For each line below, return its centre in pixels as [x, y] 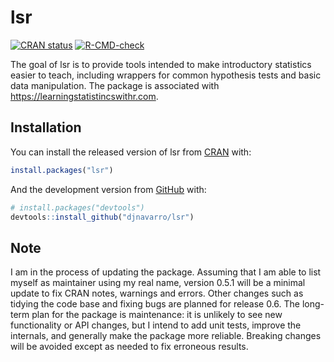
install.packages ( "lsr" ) [62, 170]
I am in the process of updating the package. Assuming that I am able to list [166, 272]
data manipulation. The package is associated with [115, 85]
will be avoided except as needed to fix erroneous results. [129, 347]
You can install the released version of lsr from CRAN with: [131, 152]
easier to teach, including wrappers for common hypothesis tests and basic [166, 75]
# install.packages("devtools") [77, 207]
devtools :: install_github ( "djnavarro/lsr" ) [102, 217]
